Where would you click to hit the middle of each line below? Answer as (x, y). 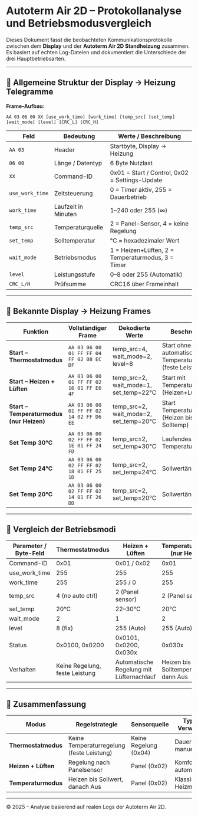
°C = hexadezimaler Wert (145, 240)
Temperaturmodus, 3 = (142, 257)
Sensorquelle (150, 725)
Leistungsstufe (75, 274)
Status (18, 645)
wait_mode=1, (132, 385)
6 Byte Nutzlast (131, 163)
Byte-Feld (30, 553)
